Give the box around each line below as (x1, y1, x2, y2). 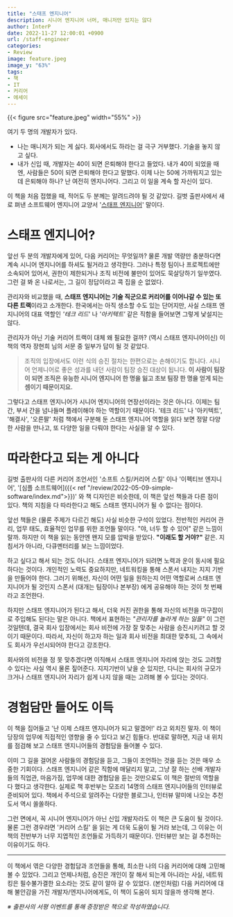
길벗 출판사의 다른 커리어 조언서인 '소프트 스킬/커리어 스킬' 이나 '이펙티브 (7, 474, 204, 483)
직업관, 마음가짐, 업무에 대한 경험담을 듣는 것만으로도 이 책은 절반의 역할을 (19, 773, 220, 782)
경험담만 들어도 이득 (7, 700, 114, 716)
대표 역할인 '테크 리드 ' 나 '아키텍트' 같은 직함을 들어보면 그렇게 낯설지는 (31, 310, 224, 318)
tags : (7, 68, 23, 75)
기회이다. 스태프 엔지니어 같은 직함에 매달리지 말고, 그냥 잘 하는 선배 (19, 765, 203, 773)
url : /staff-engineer (7, 36, 70, 43)
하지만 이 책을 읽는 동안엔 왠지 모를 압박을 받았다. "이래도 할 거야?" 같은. (21, 533, 218, 541)
